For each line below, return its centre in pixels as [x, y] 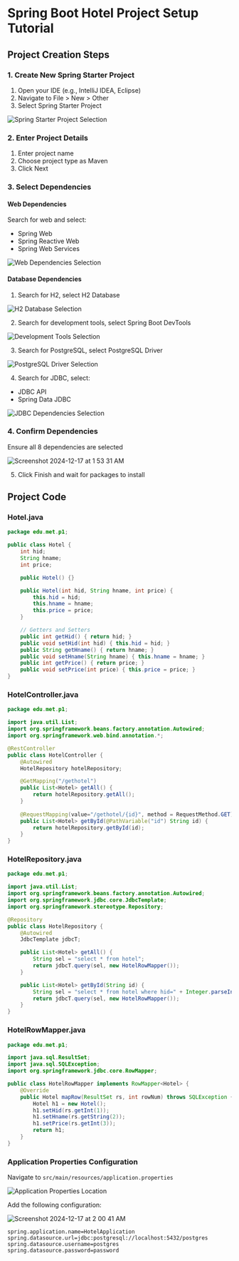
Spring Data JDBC [44, 399]
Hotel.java [26, 517]
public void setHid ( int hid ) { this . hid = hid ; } [95, 643]
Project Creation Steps [59, 55]
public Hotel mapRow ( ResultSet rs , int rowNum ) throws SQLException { [127, 1097]
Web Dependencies [37, 204]
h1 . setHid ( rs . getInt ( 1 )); [71, 1111]
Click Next [33, 168]
